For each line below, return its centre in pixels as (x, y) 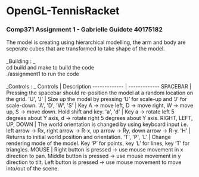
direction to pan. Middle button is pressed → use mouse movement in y (94, 156)
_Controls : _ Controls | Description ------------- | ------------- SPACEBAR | (99, 87)
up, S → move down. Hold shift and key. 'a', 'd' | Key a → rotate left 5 (90, 112)
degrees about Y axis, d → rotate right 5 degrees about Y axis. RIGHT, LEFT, (99, 118)
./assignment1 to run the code (43, 74)
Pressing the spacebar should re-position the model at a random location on (100, 93)
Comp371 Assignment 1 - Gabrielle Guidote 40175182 (84, 30)
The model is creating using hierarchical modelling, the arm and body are (96, 42)
